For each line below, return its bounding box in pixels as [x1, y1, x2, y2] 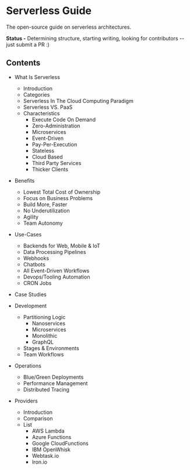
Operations [14, 362, 42, 369]
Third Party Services [31, 159, 82, 166]
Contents [6, 58, 41, 68]
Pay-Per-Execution [31, 140, 78, 147]
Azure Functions [31, 433, 72, 440]
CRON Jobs [23, 279, 52, 286]
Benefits [14, 177, 35, 184]
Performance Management [23, 379, 88, 387]
